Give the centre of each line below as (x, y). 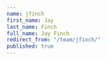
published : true (30, 46)
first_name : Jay (30, 20)
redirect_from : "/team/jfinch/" (53, 40)
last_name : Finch (32, 27)
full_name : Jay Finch (38, 33)
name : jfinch (26, 14)
